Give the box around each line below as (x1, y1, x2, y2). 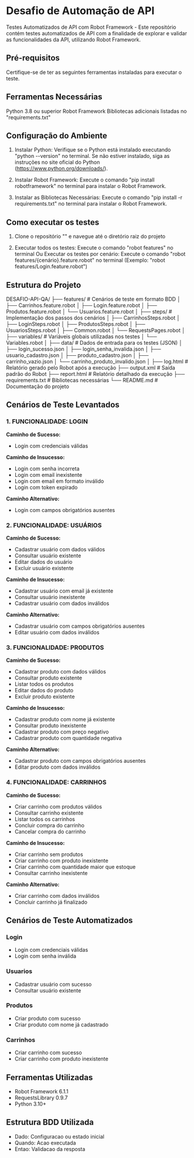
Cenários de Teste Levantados (6, 400, 120, 410)
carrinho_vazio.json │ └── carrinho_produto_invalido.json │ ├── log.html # (6, 358, 189, 365)
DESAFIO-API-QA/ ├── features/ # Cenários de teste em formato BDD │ (6, 295, 181, 302)
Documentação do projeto (6, 383, 69, 390)
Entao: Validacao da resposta (14, 1145, 86, 1152)
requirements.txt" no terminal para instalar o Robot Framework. (14, 200, 167, 207)
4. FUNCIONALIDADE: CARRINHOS (6, 778, 107, 786)
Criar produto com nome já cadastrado (14, 1021, 108, 1028)
